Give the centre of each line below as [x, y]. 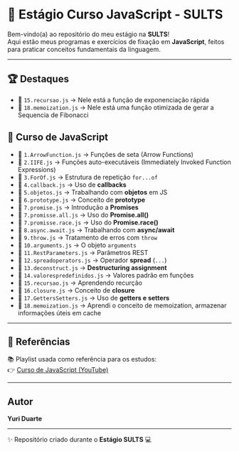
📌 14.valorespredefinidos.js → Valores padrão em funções [106, 275]
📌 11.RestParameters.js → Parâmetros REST [83, 252]
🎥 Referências [39, 341]
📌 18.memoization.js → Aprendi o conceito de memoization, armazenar [122, 305]
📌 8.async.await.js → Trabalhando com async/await [96, 229]
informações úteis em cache [59, 313]
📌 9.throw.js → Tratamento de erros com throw [87, 237]
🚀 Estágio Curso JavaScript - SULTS [115, 15]
